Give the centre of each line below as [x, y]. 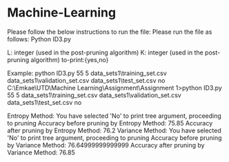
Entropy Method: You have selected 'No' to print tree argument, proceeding [114, 116]
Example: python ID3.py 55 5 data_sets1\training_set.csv [87, 73]
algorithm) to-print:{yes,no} [70, 59]
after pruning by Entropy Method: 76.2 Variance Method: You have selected [114, 130]
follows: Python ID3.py [39, 39]
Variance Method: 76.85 [41, 152]
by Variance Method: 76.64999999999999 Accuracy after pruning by [106, 145]
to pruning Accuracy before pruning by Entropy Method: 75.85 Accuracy [110, 123]
